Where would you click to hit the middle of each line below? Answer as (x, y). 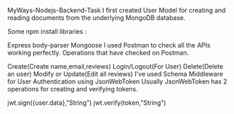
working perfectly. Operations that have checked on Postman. (98, 53)
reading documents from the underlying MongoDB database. (97, 18)
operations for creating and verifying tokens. (73, 89)
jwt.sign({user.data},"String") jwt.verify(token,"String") (87, 103)
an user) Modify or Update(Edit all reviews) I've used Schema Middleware (115, 74)
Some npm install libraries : (47, 32)
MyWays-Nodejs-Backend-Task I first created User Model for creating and (117, 10)
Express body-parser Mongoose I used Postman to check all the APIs (109, 45)
